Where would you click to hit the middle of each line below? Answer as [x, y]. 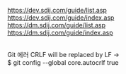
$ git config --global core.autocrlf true [63, 62]
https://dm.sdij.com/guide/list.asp [57, 25]
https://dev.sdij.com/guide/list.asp [57, 10]
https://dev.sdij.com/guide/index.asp [61, 18]
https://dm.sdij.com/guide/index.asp [60, 32]
